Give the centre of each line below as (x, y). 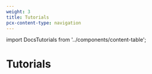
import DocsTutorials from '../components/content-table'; (76, 40)
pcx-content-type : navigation (44, 23)
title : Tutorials (28, 17)
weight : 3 (18, 12)
